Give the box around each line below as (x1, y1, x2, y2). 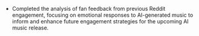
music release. (11, 24, 49, 31)
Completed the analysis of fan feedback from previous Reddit (11, 5, 166, 12)
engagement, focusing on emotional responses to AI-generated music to (11, 11, 194, 19)
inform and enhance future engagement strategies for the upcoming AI (11, 18, 189, 25)
